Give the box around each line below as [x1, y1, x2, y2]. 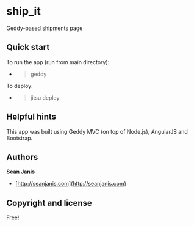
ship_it [6, 4, 41, 18]
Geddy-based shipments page [6, 24, 83, 32]
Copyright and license [6, 197, 93, 208]
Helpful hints [6, 112, 57, 122]
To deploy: [6, 82, 33, 89]
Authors [6, 151, 38, 162]
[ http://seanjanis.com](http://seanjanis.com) [15, 180, 127, 188]
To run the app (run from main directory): [6, 58, 110, 65]
